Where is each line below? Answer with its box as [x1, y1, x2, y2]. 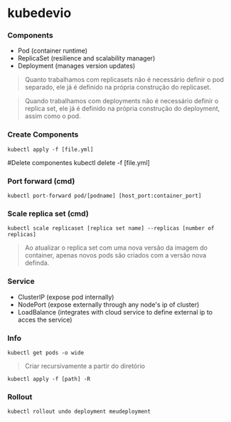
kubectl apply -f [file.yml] [7, 146, 94, 153]
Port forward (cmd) [7, 176, 75, 186]
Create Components [7, 130, 79, 139]
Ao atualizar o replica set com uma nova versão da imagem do [24, 243, 208, 252]
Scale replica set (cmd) [7, 209, 89, 218]
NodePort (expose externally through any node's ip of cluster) [17, 300, 200, 309]
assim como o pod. [24, 112, 81, 120]
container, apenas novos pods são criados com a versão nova [24, 251, 207, 260]
